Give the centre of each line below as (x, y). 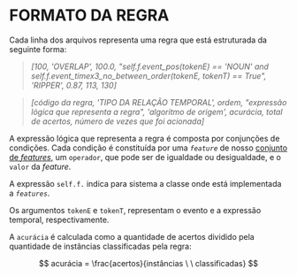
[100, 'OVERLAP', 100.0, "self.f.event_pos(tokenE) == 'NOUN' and (150, 66)
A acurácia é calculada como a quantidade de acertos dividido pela (132, 236)
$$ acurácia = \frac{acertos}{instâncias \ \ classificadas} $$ (148, 263)
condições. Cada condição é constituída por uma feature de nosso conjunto (148, 148)
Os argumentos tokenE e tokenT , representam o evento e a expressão (135, 210)
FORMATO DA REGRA (89, 15)
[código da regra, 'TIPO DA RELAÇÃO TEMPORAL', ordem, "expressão (159, 102)
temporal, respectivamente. (59, 219)
